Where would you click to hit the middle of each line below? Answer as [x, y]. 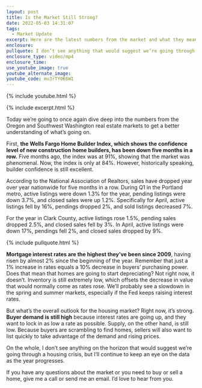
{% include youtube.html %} [41, 96]
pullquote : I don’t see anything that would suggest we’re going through [101, 51]
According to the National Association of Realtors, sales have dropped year [99, 181]
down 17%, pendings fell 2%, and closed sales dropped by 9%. [84, 231]
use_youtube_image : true [37, 68]
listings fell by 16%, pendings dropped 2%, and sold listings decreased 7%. [99, 207]
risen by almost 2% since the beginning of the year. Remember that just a [97, 261]
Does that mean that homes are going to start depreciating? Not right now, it [100, 274]
